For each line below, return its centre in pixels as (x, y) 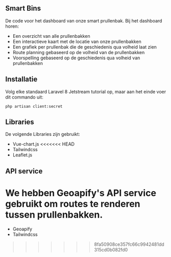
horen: (12, 26)
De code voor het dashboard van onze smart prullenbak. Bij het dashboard (84, 20)
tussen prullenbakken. (54, 215)
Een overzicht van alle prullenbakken (51, 36)
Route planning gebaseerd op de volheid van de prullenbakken (79, 52)
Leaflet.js (22, 155)
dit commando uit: (24, 97)
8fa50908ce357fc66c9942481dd (129, 244)
